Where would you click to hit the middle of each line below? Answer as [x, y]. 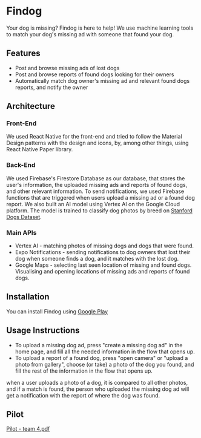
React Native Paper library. [40, 149]
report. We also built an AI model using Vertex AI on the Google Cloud [93, 204]
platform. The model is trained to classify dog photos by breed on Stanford [99, 211]
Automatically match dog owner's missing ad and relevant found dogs [102, 80]
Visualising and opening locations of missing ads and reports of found [102, 272]
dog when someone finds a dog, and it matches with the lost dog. [97, 259]
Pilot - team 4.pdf [28, 429]
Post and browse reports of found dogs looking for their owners [94, 74]
